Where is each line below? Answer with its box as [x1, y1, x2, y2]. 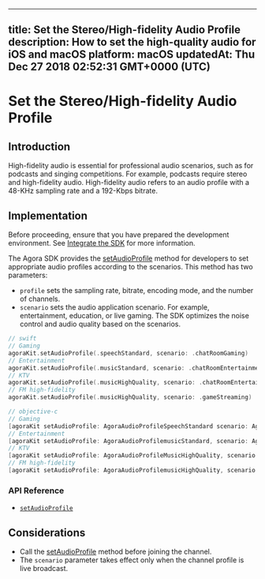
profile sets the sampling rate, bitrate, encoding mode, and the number [19, 286, 254, 295]
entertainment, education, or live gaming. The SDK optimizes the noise [19, 311, 250, 321]
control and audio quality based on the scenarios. [19, 319, 181, 329]
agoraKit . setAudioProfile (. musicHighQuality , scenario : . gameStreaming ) [8, 393, 252, 401]
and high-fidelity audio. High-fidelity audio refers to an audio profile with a [8, 178, 250, 187]
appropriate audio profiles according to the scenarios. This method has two [8, 262, 254, 272]
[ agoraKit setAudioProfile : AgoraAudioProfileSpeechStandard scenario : [8, 422, 248, 430]
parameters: [8, 270, 48, 280]
